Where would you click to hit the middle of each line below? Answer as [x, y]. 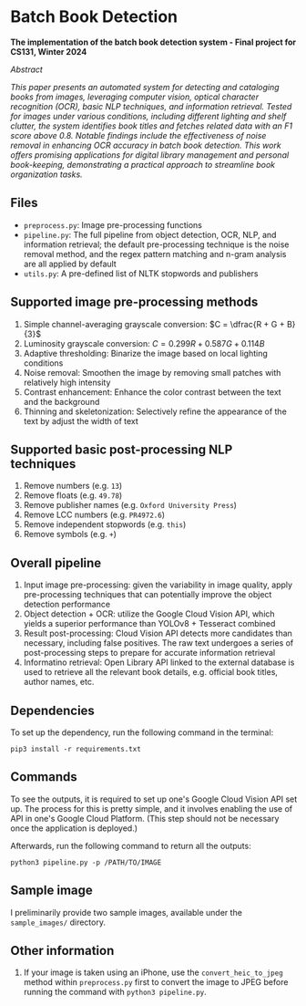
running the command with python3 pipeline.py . [115, 992]
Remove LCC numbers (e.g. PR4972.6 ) [94, 515]
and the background [61, 401]
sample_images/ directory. [58, 922]
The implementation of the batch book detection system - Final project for [153, 42]
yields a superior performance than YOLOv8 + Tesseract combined [149, 624]
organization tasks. [46, 174]
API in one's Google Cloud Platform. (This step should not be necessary [145, 818]
